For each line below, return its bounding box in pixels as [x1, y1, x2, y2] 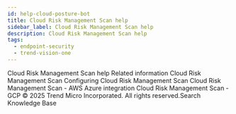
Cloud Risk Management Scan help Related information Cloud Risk [7, 68, 201, 77]
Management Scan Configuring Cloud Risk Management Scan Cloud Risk [7, 76, 221, 84]
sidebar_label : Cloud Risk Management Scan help [7, 23, 154, 30]
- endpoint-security [13, 43, 74, 50]
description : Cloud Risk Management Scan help [7, 30, 147, 37]
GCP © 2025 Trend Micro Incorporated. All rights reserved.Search [7, 91, 201, 99]
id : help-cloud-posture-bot [7, 10, 91, 18]
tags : [7, 37, 23, 44]
